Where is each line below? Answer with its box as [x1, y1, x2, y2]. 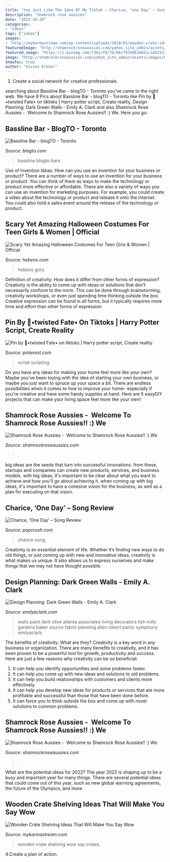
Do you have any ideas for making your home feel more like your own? [5, 369, 152, 375]
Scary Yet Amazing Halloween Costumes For [5, 220, 149, 229]
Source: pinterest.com [5, 349, 52, 355]
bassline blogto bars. [17, 157, 62, 163]
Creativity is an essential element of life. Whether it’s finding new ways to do [5, 547, 164, 553]
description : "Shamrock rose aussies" [5, 12, 87, 17]
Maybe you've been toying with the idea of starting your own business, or [5, 374, 159, 380]
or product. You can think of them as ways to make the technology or [5, 178, 150, 184]
